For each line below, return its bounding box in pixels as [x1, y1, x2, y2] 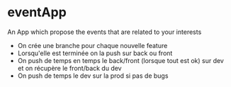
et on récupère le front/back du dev [17, 64, 122, 72]
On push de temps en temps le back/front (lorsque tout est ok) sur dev [17, 56, 225, 64]
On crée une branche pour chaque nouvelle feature [17, 41, 168, 50]
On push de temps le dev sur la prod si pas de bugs [17, 71, 169, 80]
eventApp [7, 4, 67, 21]
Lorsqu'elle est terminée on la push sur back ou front [17, 49, 173, 57]
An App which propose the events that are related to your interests [7, 28, 202, 36]
